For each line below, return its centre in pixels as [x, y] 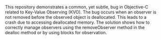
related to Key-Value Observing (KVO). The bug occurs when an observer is [81, 12]
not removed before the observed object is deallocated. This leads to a [76, 17]
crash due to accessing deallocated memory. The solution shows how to [77, 22]
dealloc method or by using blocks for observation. [56, 33]
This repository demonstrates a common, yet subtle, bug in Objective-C [77, 7]
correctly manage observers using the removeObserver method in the [75, 27]
